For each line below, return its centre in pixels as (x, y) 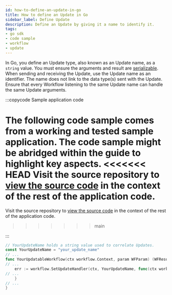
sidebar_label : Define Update (38, 19)
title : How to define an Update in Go (47, 15)
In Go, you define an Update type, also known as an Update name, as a (80, 62)
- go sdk (15, 34)
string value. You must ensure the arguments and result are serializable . (82, 68)
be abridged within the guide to (73, 153)
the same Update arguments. (36, 89)
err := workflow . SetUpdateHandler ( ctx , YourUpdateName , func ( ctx (86, 269)
